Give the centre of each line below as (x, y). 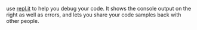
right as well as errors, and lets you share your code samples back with (94, 15)
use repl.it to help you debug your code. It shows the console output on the (99, 9)
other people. (23, 21)
